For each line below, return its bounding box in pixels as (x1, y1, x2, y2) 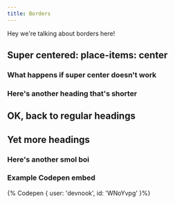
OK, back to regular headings (7, 110, 136, 122)
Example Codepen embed (7, 173, 95, 182)
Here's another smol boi (7, 154, 90, 164)
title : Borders (7, 10, 51, 17)
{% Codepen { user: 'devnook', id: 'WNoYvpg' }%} (7, 189, 151, 197)
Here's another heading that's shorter (7, 88, 137, 98)
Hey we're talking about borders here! (7, 29, 116, 37)
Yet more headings (7, 133, 90, 146)
